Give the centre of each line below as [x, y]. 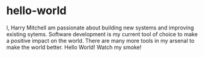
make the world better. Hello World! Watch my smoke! [74, 47]
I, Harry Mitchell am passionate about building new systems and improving [100, 28]
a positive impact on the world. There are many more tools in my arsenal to [100, 40]
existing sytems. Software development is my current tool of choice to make [102, 34]
